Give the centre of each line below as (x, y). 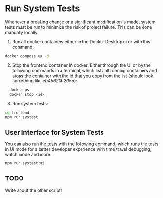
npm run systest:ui (25, 163)
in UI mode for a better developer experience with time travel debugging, (78, 149)
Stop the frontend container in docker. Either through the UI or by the (81, 65)
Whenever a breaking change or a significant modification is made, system (80, 22)
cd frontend (17, 113)
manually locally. (22, 32)
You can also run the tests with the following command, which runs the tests (82, 144)
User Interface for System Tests (54, 132)
